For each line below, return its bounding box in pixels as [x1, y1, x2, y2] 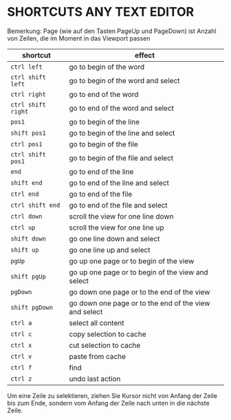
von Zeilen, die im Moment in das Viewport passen [7, 34, 151, 42]
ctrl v [10, 352, 32, 360]
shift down [10, 234, 46, 243]
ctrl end [10, 190, 39, 198]
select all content [68, 318, 124, 327]
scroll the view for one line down [68, 211, 174, 221]
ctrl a [10, 319, 32, 327]
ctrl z [10, 375, 32, 382]
